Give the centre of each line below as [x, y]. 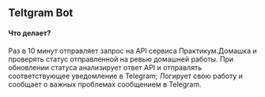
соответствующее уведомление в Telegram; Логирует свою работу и [126, 76]
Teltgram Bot [41, 13]
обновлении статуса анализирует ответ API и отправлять [105, 67]
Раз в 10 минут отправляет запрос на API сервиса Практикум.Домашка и [132, 50]
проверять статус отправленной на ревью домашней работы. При [121, 59]
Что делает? [30, 33]
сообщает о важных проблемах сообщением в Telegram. [105, 84]
